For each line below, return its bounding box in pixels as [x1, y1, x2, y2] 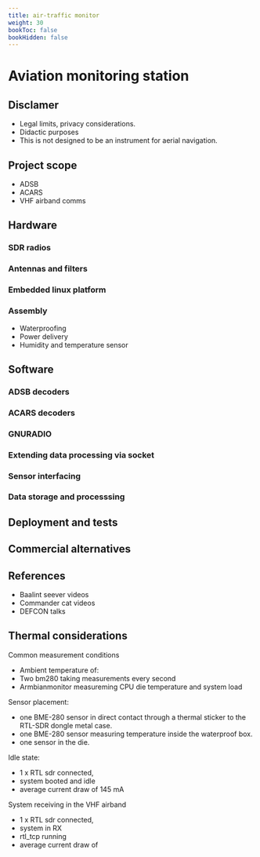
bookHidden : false [8, 33, 68, 42]
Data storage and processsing [8, 491, 125, 502]
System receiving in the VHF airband [8, 800, 127, 809]
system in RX [19, 823, 63, 833]
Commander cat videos [19, 598, 96, 608]
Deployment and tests [8, 516, 118, 529]
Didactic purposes [19, 127, 79, 137]
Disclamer [8, 98, 60, 111]
